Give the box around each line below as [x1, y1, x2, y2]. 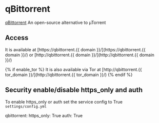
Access [5, 34, 28, 42]
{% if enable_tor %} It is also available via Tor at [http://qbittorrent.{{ [5, 66, 142, 72]
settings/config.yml [5, 104, 47, 109]
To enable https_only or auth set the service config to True [5, 99, 123, 104]
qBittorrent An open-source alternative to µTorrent [5, 20, 106, 25]
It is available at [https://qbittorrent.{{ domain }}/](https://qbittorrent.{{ [5, 46, 146, 52]
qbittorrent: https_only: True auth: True [5, 112, 83, 118]
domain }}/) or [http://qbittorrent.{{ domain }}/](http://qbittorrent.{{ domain [5, 52, 155, 58]
